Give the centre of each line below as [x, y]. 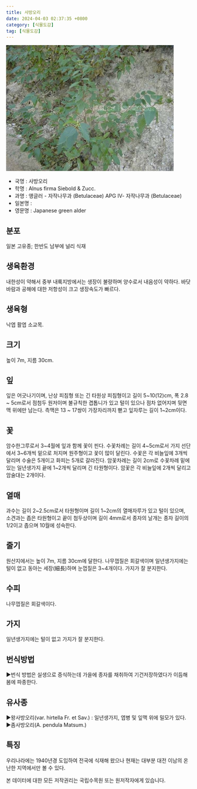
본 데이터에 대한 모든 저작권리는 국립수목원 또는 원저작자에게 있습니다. [86, 780]
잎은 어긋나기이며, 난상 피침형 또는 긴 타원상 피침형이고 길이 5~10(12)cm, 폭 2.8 [97, 396]
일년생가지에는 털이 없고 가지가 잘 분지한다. [55, 639]
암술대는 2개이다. [26, 475]
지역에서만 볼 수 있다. [41, 768]
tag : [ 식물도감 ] [23, 31]
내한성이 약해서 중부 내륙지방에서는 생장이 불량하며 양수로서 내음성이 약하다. [93, 281]
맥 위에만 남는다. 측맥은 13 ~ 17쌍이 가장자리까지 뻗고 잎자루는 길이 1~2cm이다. [96, 410]
